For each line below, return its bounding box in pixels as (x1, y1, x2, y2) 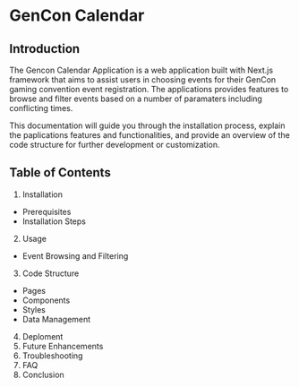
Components (21, 295, 71, 305)
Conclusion (21, 369, 64, 380)
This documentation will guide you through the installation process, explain (9, 120, 286, 131)
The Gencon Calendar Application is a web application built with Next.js (9, 64, 274, 75)
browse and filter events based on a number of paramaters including (9, 93, 262, 104)
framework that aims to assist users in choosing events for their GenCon (9, 74, 277, 85)
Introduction (9, 41, 81, 56)
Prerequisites (21, 206, 72, 217)
